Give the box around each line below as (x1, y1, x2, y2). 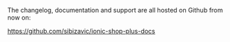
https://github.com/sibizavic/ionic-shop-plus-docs (7, 27, 155, 35)
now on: (7, 13, 31, 22)
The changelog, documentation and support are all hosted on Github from (7, 6, 224, 14)
